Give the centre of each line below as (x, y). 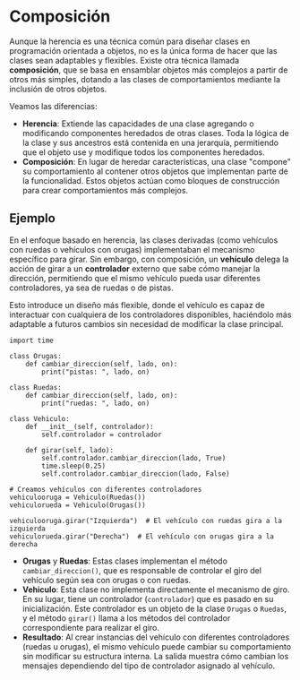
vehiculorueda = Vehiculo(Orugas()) (77, 505)
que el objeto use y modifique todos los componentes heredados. (144, 152)
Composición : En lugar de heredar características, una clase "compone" (156, 161)
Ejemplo (32, 218)
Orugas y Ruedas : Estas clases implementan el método (125, 561)
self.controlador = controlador (102, 435)
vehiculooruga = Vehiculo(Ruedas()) (77, 497)
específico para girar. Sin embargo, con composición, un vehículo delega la (149, 259)
